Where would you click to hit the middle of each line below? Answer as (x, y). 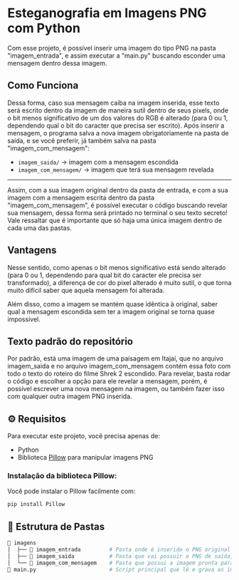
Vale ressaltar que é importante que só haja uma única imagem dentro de (115, 220)
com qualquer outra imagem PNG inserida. (70, 396)
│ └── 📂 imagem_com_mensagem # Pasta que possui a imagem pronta (113, 563)
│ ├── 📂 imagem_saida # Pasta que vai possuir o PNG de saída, (121, 556)
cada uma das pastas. (40, 228)
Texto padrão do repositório (70, 341)
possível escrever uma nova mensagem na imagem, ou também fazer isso (116, 389)
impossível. (24, 319)
